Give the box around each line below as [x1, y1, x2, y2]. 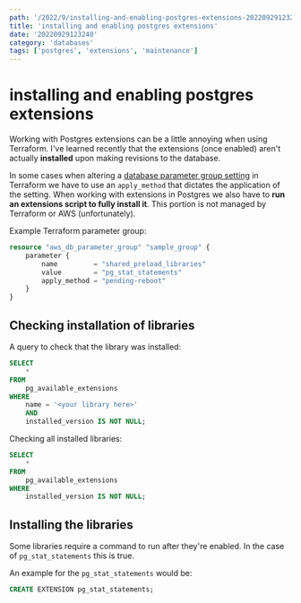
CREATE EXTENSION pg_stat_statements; [9, 585, 154, 594]
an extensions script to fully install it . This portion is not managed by [9, 199, 267, 210]
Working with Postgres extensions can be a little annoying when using [9, 134, 268, 144]
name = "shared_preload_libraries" [41, 259, 206, 269]
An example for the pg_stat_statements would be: [9, 568, 193, 579]
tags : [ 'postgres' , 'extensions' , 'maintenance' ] [9, 47, 199, 56]
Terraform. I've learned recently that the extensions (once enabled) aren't [9, 143, 281, 154]
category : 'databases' [9, 38, 94, 47]
